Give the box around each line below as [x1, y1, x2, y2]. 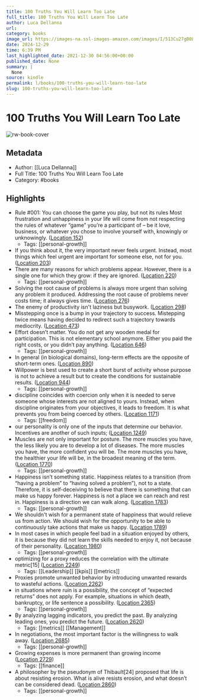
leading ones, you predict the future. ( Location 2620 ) [14, 618, 145, 625]
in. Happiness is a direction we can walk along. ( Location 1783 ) [14, 499, 169, 506]
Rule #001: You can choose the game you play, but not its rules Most [14, 209, 182, 216]
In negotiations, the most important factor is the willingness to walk [14, 631, 179, 638]
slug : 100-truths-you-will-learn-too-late [6, 86, 113, 92]
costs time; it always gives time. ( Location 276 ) [14, 297, 130, 304]
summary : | [6, 63, 33, 70]
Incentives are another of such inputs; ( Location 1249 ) [14, 429, 147, 436]
